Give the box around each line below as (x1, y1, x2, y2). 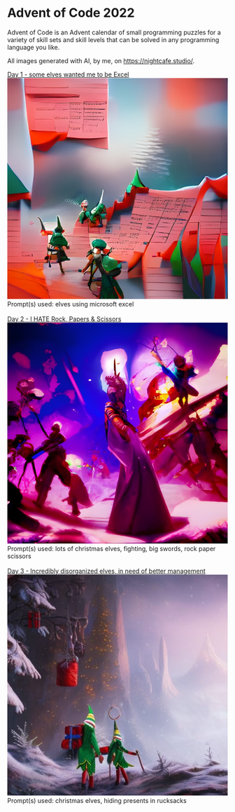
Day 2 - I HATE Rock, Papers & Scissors (7, 314, 122, 323)
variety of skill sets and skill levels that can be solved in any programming (7, 35, 220, 43)
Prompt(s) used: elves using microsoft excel (7, 299, 134, 308)
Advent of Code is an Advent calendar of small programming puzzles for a (7, 28, 222, 36)
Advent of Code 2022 (7, 5, 135, 21)
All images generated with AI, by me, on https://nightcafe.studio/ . (7, 56, 195, 65)
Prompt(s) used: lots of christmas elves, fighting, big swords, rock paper (7, 544, 216, 553)
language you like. (7, 43, 60, 51)
